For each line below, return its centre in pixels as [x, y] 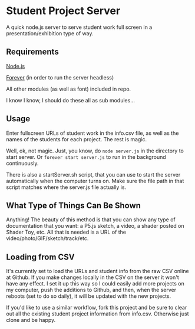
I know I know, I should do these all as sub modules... [71, 100]
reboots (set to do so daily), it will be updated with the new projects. [89, 296]
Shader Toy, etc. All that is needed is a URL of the [66, 232]
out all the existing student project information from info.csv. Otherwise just [98, 314]
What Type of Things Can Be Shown [74, 205]
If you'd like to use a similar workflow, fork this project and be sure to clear [97, 308]
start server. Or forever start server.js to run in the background [86, 157]
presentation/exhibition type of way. [50, 33]
